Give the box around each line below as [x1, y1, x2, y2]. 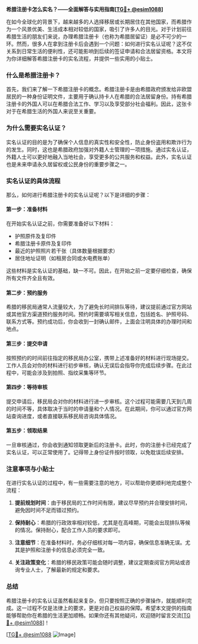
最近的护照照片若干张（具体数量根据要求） [14, 247, 118, 255]
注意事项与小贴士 [6, 465, 55, 473]
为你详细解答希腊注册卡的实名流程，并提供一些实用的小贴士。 [6, 55, 156, 62]
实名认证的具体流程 [6, 177, 61, 185]
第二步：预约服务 [6, 289, 48, 296]
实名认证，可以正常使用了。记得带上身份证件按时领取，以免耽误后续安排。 [6, 448, 187, 455]
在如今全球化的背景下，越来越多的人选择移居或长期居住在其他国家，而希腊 [6, 18, 187, 25]
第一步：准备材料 [6, 206, 48, 213]
